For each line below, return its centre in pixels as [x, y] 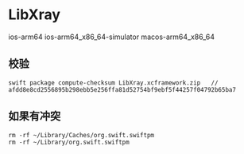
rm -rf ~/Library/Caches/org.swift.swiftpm [81, 135]
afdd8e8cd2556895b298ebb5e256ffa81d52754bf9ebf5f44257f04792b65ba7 [122, 89]
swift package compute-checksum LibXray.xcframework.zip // [113, 83]
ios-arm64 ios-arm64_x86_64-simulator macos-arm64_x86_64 [112, 37]
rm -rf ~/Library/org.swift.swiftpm [69, 142]
